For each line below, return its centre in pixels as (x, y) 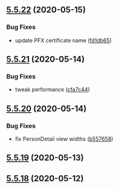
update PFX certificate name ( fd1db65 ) (63, 40)
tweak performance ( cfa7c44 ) (53, 89)
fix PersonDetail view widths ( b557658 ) (64, 139)
